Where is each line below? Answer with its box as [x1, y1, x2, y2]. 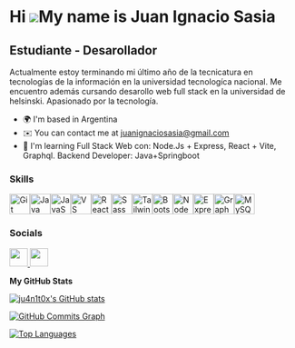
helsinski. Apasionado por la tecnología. [9, 95, 159, 106]
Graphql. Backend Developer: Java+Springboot [22, 150, 200, 161]
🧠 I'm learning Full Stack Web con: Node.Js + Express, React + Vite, [22, 141, 277, 151]
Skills [9, 173, 34, 185]
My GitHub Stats [9, 275, 74, 286]
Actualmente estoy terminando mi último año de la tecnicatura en [9, 66, 253, 77]
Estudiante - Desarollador [9, 43, 158, 58]
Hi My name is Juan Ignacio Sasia [9, 6, 276, 27]
